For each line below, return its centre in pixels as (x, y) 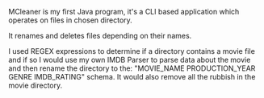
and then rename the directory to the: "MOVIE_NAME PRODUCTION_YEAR (132, 68)
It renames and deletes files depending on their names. (100, 36)
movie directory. (36, 85)
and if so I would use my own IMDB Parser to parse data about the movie (130, 60)
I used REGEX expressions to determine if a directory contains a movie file (132, 51)
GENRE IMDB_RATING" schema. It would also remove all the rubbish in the (132, 77)
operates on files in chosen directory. (71, 20)
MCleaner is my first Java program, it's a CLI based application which (124, 12)
